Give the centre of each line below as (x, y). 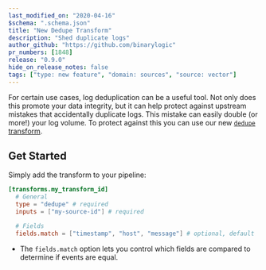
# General (31, 197)
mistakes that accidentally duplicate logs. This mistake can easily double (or (133, 114)
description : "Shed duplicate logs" (69, 38)
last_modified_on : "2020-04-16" (62, 15)
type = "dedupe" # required (62, 204)
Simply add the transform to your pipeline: (77, 175)
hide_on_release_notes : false (59, 67)
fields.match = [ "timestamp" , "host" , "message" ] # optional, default (135, 233)
